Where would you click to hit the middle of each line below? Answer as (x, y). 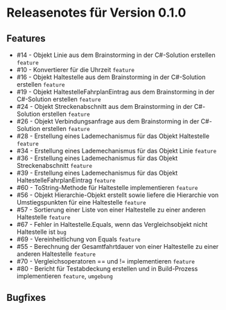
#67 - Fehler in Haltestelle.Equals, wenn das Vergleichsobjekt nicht (112, 224)
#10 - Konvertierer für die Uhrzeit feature (76, 70)
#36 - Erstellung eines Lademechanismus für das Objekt (97, 158)
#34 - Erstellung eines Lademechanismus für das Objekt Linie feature (116, 151)
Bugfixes (26, 298)
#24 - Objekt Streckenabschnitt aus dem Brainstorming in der (104, 106)
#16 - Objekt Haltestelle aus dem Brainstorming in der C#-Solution (111, 77)
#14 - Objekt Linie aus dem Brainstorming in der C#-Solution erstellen (116, 55)
